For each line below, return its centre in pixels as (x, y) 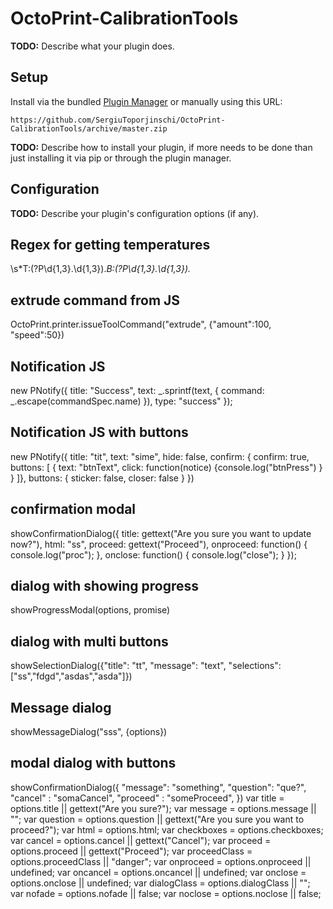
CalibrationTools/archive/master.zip (89, 128)
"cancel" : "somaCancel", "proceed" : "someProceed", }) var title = (147, 798)
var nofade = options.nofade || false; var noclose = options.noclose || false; (166, 893)
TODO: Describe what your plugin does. (92, 46)
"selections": (255, 666)
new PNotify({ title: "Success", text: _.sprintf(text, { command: (137, 390)
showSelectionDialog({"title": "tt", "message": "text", (118, 666)
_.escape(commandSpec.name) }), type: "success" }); (121, 401)
